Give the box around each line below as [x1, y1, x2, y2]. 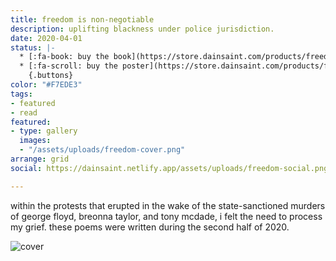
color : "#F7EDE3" [10, 80, 83, 90]
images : [19, 136, 52, 146]
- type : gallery [10, 126, 78, 136]
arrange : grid [10, 154, 70, 164]
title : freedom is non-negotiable [10, 14, 155, 25]
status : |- [10, 42, 56, 53]
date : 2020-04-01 [10, 33, 83, 43]
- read [10, 107, 38, 118]
